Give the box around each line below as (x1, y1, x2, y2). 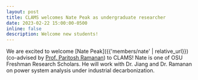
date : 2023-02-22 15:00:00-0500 (6, 20, 88, 26)
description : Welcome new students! (6, 31, 98, 37)
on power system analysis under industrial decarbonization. (6, 67, 155, 74)
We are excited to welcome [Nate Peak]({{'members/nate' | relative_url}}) (6, 48, 189, 55)
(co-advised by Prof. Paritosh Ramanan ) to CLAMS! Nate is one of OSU (6, 54, 183, 61)
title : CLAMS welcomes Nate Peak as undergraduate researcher (6, 14, 166, 20)
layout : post (6, 8, 39, 15)
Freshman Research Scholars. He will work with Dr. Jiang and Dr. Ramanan (6, 61, 192, 68)
